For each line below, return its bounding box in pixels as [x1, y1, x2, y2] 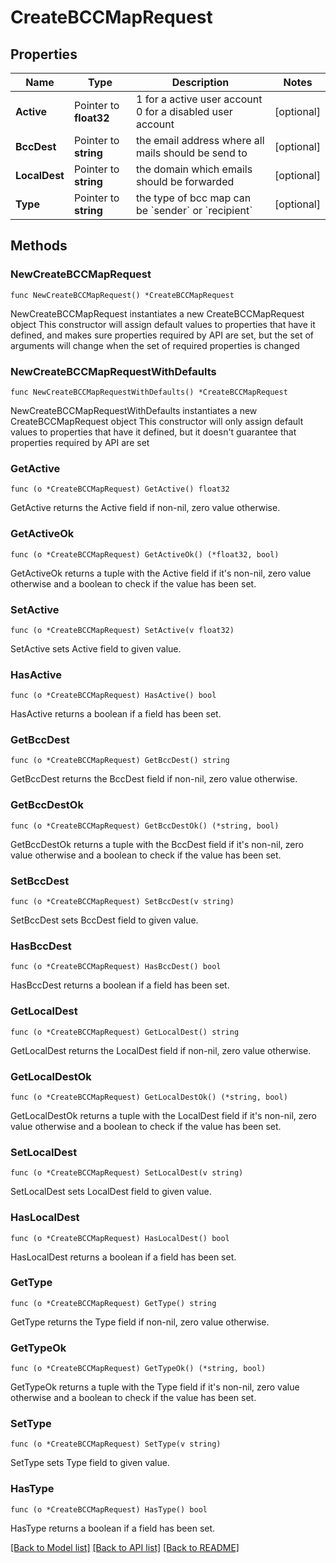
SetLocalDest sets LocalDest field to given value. [10, 1186, 212, 1198]
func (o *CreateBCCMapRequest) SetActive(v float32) [10, 625, 235, 635]
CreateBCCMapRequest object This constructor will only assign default [10, 415, 304, 427]
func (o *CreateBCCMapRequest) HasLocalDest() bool [10, 1233, 230, 1243]
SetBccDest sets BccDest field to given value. [10, 914, 199, 926]
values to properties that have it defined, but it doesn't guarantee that [10, 426, 297, 438]
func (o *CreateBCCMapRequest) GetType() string [10, 1298, 217, 1308]
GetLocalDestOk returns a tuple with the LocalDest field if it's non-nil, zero [10, 1109, 317, 1121]
